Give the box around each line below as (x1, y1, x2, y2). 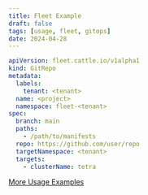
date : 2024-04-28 (8, 34, 67, 43)
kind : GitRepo (8, 64, 57, 73)
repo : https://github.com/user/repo (15, 140, 140, 148)
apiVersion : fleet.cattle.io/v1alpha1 (8, 57, 140, 65)
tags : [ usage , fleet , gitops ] (8, 27, 111, 35)
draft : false (8, 19, 53, 28)
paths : (15, 125, 38, 133)
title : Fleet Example (8, 11, 82, 20)
